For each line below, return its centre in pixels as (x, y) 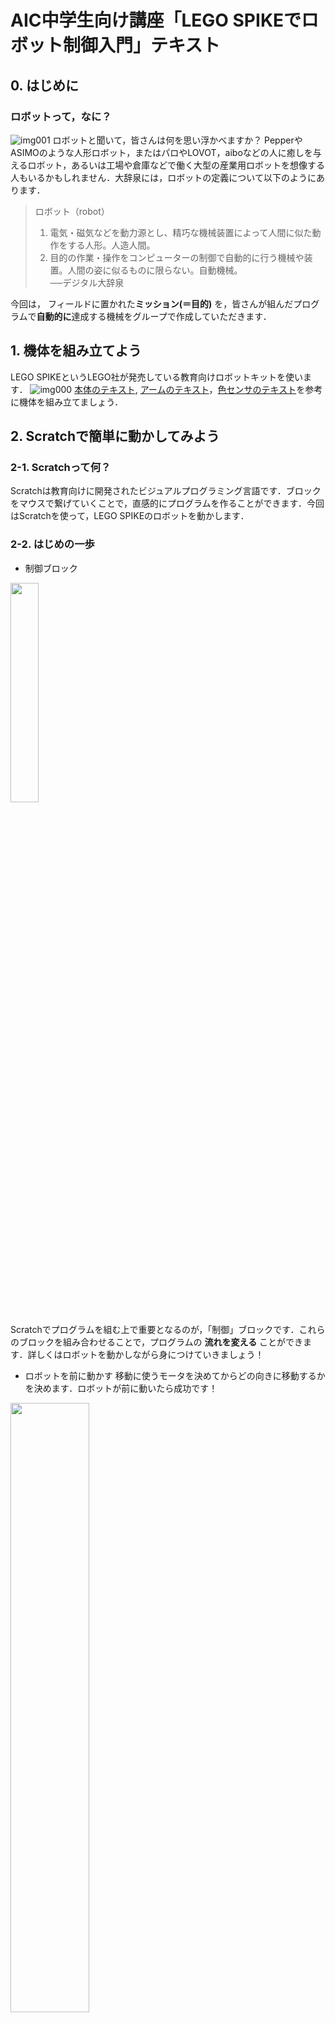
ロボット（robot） (72, 211)
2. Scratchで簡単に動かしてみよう (115, 436)
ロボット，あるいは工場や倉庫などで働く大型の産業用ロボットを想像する (176, 165)
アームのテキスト (174, 389)
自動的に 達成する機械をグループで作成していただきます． (154, 316)
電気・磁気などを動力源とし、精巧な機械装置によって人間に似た (181, 232)
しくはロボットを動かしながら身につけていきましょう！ (150, 1354)
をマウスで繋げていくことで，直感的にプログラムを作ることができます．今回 (167, 503)
